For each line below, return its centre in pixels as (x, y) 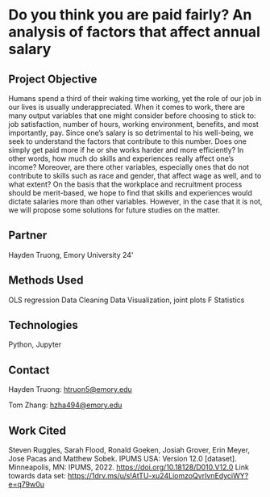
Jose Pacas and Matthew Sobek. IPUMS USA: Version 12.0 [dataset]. (123, 459)
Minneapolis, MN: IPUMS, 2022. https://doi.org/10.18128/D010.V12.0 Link (129, 467)
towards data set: (37, 476)
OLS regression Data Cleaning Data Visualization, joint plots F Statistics (127, 300)
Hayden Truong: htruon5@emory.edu (71, 390)
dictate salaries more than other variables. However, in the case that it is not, (135, 201)
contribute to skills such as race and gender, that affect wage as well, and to (135, 176)
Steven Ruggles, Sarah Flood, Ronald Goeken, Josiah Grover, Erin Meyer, (129, 450)
